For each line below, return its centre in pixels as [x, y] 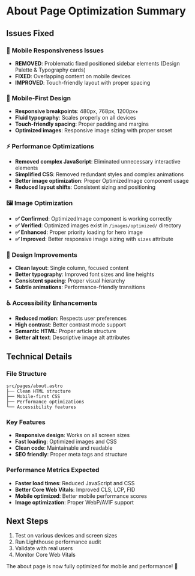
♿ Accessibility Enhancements [52, 303]
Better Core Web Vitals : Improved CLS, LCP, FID [75, 489]
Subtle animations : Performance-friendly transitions [80, 287]
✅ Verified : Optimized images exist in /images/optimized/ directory [98, 225]
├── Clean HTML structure [38, 391]
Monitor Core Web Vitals [45, 555]
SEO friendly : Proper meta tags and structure [71, 455]
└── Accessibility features [41, 407]
